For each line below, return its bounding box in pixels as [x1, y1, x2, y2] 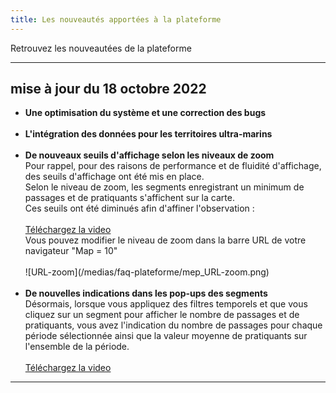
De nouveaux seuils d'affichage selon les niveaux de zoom [24, 149, 275, 161]
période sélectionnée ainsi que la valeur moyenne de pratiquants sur [24, 330, 308, 342]
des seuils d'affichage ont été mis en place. [24, 171, 205, 183]
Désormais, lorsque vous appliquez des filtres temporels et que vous [24, 298, 308, 310]
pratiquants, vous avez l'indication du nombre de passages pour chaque [24, 319, 323, 331]
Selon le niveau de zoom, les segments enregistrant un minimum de [24, 181, 305, 193]
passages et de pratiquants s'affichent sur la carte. [24, 192, 235, 204]
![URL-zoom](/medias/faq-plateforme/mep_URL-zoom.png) [24, 266, 270, 278]
